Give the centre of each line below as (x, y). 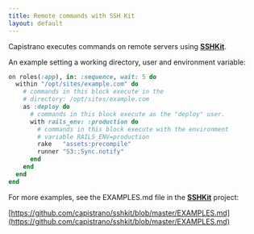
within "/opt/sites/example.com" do (77, 84)
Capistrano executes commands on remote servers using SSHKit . (118, 46)
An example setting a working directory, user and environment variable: (127, 62)
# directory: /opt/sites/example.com (86, 99)
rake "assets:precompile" (84, 144)
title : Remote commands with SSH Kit (72, 16)
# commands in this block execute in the (93, 92)
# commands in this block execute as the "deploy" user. (127, 114)
